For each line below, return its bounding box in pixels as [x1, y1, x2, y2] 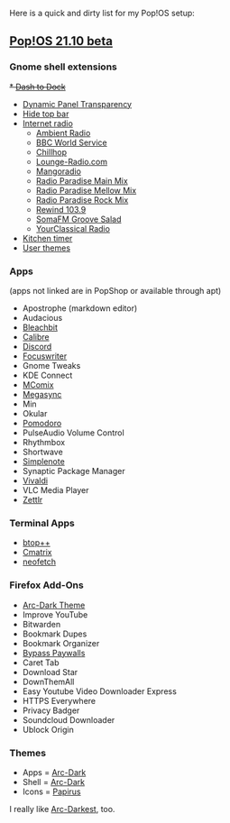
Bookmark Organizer [22, 637, 100, 648]
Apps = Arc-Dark [22, 766, 87, 778]
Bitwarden [22, 618, 61, 629]
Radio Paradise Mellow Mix [35, 185, 137, 196]
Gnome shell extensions [9, 60, 117, 73]
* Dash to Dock [9, 81, 66, 92]
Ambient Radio [35, 127, 91, 138]
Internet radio [22, 117, 74, 129]
